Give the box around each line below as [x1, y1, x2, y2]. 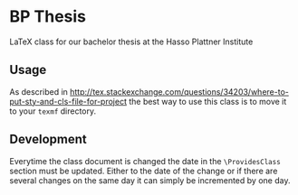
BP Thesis [9, 6, 87, 27]
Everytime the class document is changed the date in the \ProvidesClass [9, 155, 281, 166]
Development [9, 132, 88, 147]
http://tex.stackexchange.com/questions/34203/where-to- [69, 86, 290, 97]
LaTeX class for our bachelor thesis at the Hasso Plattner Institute [9, 36, 254, 47]
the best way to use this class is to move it [128, 96, 287, 107]
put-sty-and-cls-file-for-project [9, 96, 127, 107]
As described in [9, 86, 68, 97]
